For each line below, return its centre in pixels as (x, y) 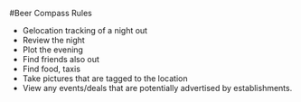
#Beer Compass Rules (51, 13)
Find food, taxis (52, 69)
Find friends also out (61, 59)
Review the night (54, 40)
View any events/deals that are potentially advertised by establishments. (157, 88)
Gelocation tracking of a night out (85, 30)
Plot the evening (53, 50)
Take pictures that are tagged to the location (105, 79)
